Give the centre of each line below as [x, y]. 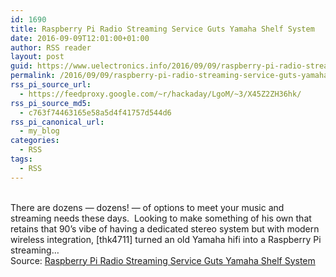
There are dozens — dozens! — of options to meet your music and [147, 207]
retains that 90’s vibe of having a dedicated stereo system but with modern [165, 228]
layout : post [37, 57]
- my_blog [39, 131]
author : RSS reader [51, 47]
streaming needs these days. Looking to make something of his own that [161, 218]
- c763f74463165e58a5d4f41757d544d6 [95, 112]
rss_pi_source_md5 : [51, 103]
